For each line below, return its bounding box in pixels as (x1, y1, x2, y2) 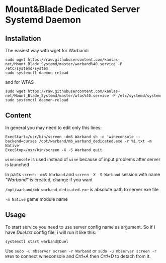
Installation (5, 34, 41, 43)
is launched (5, 162, 29, 168)
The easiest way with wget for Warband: (5, 48, 89, 53)
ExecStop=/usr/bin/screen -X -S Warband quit (5, 147, 102, 153)
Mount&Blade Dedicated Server (5, 4, 140, 15)
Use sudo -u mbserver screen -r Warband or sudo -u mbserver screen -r (5, 247, 157, 254)
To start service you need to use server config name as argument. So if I (5, 224, 155, 230)
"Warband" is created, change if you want (5, 177, 93, 183)
